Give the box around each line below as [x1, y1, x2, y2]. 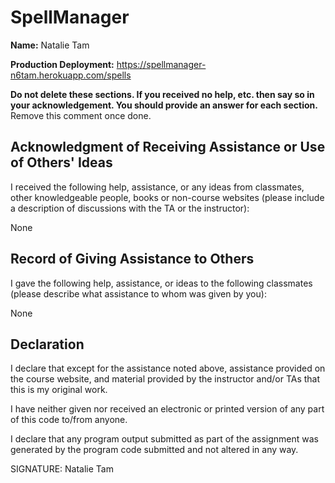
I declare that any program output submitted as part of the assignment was [10, 433, 319, 445]
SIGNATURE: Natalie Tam [10, 463, 114, 475]
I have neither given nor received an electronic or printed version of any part [10, 403, 325, 415]
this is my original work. [10, 384, 108, 396]
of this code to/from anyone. [10, 414, 128, 426]
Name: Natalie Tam [10, 39, 90, 51]
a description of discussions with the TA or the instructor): [10, 202, 250, 214]
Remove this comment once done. [10, 109, 152, 121]
